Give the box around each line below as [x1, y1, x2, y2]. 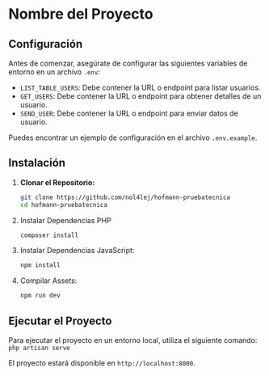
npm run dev [19, 292, 61, 300]
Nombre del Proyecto [8, 5, 153, 23]
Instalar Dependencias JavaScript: [19, 246, 135, 256]
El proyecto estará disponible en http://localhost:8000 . [8, 358, 195, 368]
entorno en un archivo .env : [8, 67, 101, 77]
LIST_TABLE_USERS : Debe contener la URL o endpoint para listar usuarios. [19, 82, 261, 92]
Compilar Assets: [19, 276, 78, 285]
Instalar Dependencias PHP [19, 215, 111, 225]
